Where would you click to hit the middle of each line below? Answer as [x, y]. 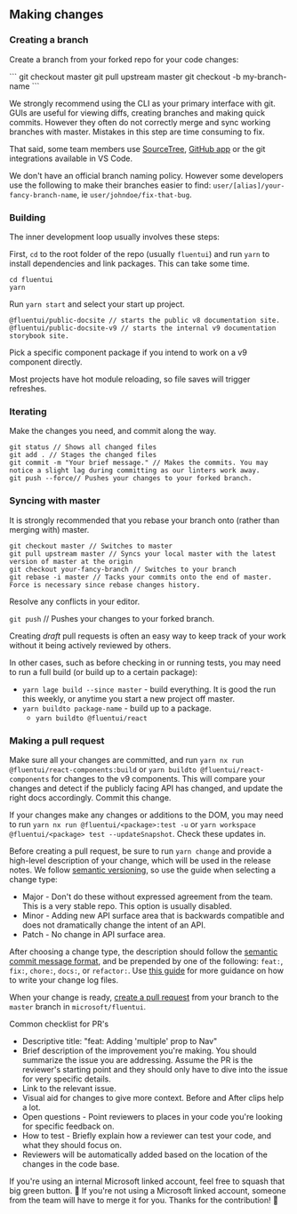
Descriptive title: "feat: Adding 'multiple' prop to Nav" [120, 1041]
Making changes [56, 15]
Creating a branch [49, 40]
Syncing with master [55, 501]
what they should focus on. [72, 1145]
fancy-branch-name [43, 195]
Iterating [28, 411]
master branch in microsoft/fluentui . [78, 1006]
